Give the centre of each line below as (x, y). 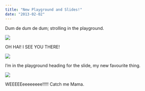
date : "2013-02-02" (25, 14)
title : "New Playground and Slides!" (44, 10)
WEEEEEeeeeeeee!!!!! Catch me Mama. (45, 84)
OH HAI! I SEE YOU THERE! (32, 46)
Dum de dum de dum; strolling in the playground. (55, 28)
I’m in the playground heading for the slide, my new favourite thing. (73, 65)
